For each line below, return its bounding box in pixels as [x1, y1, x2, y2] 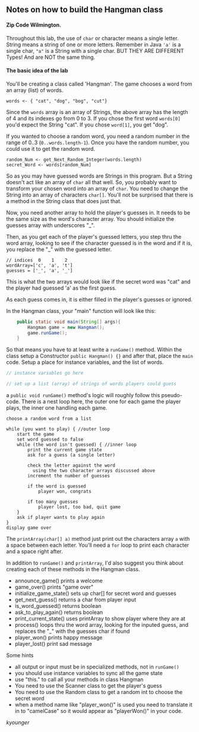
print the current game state [27, 447, 102, 453]
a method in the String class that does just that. [6, 197, 122, 204]
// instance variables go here [6, 370, 84, 376]
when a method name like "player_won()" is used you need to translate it [14, 701, 193, 708]
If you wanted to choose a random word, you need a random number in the [6, 132, 190, 140]
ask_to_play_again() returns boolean [14, 609, 103, 616]
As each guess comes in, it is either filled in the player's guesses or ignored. [6, 296, 193, 303]
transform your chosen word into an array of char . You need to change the [6, 185, 188, 192]
